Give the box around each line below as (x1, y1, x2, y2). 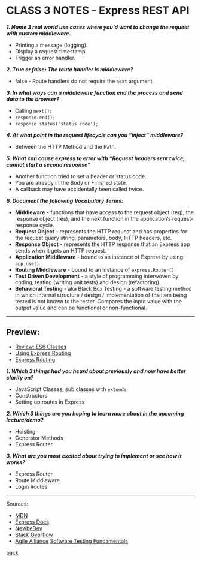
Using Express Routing (14, 349, 71, 357)
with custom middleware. (6, 29, 71, 37)
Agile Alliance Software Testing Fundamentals (14, 537, 129, 545)
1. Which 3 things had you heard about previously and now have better (6, 367, 187, 375)
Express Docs (14, 518, 50, 525)
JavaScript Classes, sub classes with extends (14, 385, 127, 393)
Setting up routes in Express (14, 398, 85, 405)
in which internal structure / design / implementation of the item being (14, 291, 187, 299)
